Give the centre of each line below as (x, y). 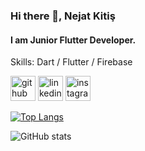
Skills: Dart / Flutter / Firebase (71, 62)
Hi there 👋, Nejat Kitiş (63, 16)
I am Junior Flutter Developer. (73, 40)
